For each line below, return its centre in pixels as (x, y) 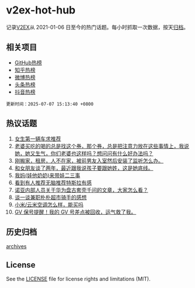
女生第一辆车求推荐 (38, 139)
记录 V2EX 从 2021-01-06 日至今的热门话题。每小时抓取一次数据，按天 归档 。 (97, 27)
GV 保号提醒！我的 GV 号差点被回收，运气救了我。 (75, 212)
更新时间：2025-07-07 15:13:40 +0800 (50, 104)
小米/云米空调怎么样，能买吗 (49, 204)
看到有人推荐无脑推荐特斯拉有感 (53, 183)
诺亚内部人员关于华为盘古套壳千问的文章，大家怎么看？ (81, 190)
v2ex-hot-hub (41, 10)
